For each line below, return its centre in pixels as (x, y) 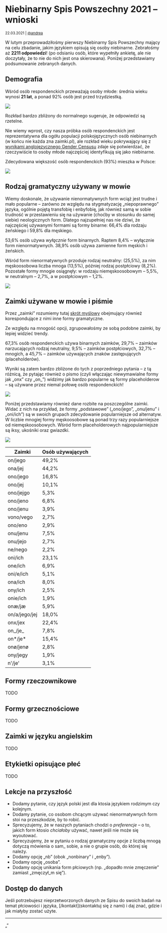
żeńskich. (15, 251)
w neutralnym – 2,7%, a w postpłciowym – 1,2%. (54, 276)
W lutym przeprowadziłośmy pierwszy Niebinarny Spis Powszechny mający (83, 42)
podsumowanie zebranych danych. (41, 63)
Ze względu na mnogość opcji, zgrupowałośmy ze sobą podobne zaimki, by (83, 328)
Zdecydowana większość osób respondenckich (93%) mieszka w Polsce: (81, 161)
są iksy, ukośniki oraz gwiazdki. (37, 430)
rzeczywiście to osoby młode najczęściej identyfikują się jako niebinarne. (80, 152)
